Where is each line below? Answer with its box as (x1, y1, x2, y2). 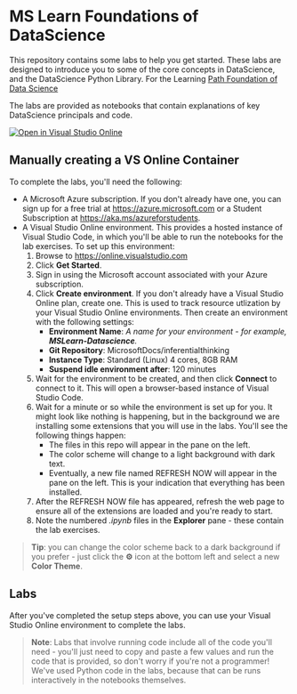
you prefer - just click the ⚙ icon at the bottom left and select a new (30, 551, 280, 561)
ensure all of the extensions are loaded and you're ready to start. (35, 505, 273, 516)
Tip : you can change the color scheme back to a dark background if (30, 541, 281, 553)
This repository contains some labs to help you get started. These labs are (9, 54, 282, 65)
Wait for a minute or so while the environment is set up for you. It (35, 401, 273, 412)
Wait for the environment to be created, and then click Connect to (35, 373, 277, 383)
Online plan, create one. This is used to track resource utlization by (35, 297, 281, 308)
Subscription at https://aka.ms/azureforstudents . (21, 212, 201, 223)
